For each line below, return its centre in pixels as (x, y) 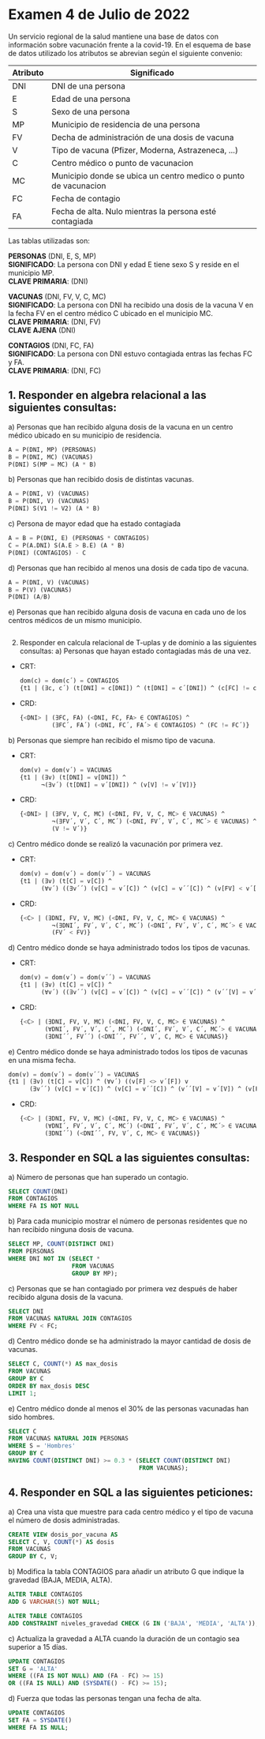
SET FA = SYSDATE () (40, 1720)
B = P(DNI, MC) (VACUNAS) (50, 457)
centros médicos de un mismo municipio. (75, 621)
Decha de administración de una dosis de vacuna (142, 137)
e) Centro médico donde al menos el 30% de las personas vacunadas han (129, 1408)
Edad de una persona (91, 99)
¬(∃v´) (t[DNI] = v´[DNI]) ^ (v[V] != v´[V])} (119, 785)
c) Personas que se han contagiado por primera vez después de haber (123, 1288)
